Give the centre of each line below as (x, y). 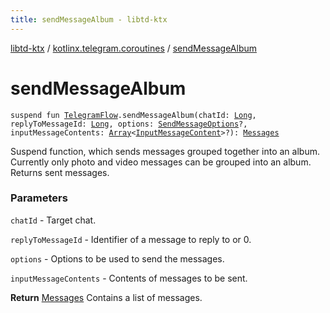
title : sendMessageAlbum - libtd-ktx (89, 19)
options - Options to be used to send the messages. (117, 258)
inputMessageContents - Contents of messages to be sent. (129, 278)
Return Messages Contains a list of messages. (106, 297)
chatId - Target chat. (53, 220)
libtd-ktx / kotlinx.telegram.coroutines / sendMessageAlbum (134, 48)
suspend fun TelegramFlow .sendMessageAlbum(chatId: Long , (133, 115)
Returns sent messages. (60, 172)
